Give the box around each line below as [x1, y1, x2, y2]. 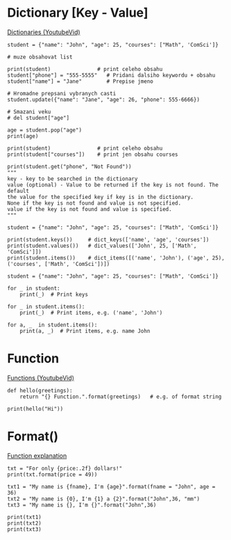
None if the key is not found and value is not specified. [7, 200, 182, 207]
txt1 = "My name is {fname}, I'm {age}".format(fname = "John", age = [7, 483, 216, 490]
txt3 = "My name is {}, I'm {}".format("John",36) [7, 501, 157, 509]
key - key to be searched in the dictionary [7, 175, 138, 182]
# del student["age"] [7, 114, 70, 121]
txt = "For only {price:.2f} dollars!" [7, 465, 123, 472]
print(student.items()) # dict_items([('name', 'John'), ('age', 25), [7, 254, 225, 262]
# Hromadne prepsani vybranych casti [7, 90, 117, 97]
